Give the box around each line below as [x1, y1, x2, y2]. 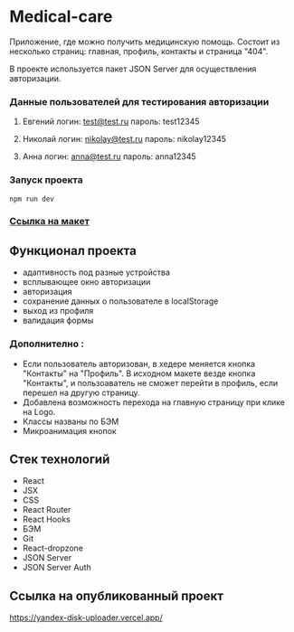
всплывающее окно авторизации [22, 277, 151, 288]
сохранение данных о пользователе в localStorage [22, 296, 219, 307]
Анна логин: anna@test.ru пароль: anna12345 [22, 151, 196, 162]
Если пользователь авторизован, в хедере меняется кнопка [22, 358, 256, 369]
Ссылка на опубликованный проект [9, 588, 224, 603]
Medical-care [9, 6, 113, 27]
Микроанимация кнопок [22, 425, 118, 436]
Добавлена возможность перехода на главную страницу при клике [22, 396, 285, 408]
